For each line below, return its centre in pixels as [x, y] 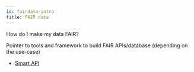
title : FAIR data [28, 17]
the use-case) [23, 51]
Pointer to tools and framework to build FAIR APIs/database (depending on [97, 45]
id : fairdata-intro [30, 12]
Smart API [27, 63]
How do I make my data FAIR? [42, 34]
